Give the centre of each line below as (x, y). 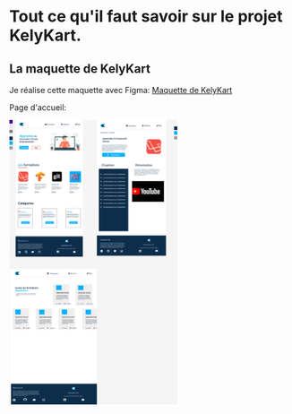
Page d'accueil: (38, 108)
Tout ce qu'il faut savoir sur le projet (146, 17)
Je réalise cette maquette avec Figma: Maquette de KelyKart (121, 90)
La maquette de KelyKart (80, 69)
